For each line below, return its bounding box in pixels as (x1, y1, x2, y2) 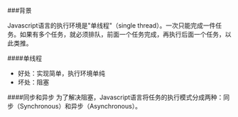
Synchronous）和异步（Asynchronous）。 (19, 102, 142, 110)
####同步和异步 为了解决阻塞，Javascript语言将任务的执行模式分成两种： (7, 93, 224, 101)
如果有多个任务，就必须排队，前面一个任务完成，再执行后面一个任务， (19, 30, 225, 38)
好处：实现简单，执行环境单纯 (17, 69, 105, 77)
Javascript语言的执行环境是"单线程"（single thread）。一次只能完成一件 (7, 21, 216, 30)
